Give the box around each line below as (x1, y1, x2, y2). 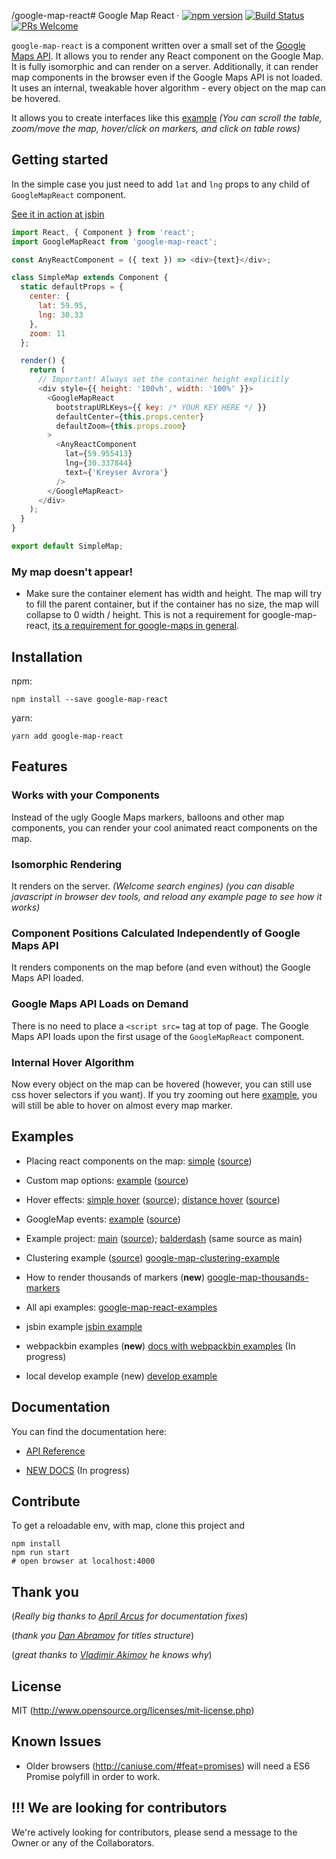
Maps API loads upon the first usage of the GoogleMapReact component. (11, 1030, 305, 1042)
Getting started (11, 151, 109, 169)
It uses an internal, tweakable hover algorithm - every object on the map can (11, 82, 326, 94)
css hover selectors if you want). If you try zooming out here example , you (11, 1088, 318, 1100)
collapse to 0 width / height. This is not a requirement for (25, 609, 261, 621)
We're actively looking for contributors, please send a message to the (11, 1826, 298, 1838)
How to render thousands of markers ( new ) (25, 1271, 206, 1283)
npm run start (11, 1548, 71, 1558)
